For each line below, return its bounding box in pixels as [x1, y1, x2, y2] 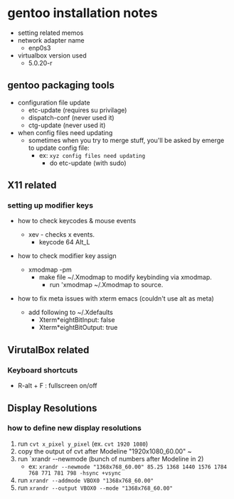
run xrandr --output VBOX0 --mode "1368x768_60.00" [17, 483, 173, 492]
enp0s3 [28, 43, 51, 52]
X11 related [7, 179, 57, 191]
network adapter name [17, 36, 85, 44]
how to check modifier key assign [17, 252, 117, 260]
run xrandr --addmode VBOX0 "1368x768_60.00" [17, 476, 154, 484]
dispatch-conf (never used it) [28, 113, 115, 122]
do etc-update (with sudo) [49, 159, 127, 167]
